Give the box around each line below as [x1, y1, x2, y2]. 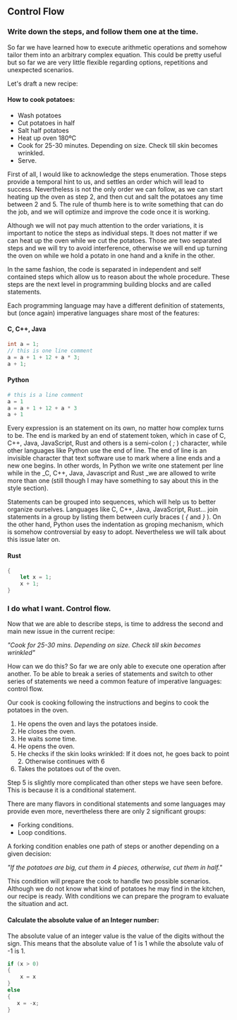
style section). [7, 484, 49, 492]
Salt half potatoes [17, 126, 69, 134]
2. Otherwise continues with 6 [17, 757, 105, 766]
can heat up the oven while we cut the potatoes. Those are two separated [7, 236, 222, 245]
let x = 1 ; [20, 574, 52, 581]
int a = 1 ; [7, 341, 39, 348]
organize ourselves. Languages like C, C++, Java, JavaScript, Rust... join [7, 505, 219, 514]
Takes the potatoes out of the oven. [17, 765, 121, 773]
